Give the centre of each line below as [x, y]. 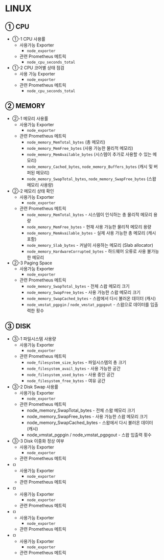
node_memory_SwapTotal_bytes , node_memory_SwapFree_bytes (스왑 [92, 179]
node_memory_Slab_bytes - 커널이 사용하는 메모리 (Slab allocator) [90, 245]
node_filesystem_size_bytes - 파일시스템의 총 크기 [76, 362]
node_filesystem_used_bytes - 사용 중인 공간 [71, 374]
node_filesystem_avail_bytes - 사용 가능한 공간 [74, 368]
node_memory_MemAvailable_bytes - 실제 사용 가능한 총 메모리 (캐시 [91, 233]
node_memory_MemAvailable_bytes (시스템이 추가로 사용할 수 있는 [89, 154]
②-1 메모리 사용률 [30, 118]
